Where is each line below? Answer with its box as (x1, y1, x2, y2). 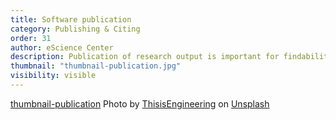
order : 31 (10, 33, 52, 43)
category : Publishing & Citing (10, 24, 141, 34)
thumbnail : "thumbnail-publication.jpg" (10, 61, 182, 71)
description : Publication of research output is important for (10, 52, 280, 62)
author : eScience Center (10, 42, 114, 53)
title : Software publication (10, 14, 132, 25)
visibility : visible (10, 71, 97, 81)
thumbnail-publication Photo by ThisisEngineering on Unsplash (10, 97, 270, 110)
